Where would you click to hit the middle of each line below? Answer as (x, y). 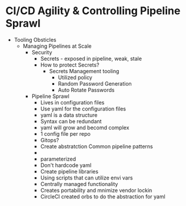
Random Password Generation (95, 83)
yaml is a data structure (69, 115)
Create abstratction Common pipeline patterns (97, 146)
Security (42, 52)
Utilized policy (75, 77)
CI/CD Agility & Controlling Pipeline (93, 11)
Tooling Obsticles (35, 40)
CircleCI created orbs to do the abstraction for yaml (103, 197)
